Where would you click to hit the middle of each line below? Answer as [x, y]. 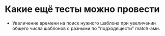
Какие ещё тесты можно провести [82, 9]
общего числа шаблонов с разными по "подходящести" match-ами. [86, 28]
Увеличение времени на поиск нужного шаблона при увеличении [84, 23]
